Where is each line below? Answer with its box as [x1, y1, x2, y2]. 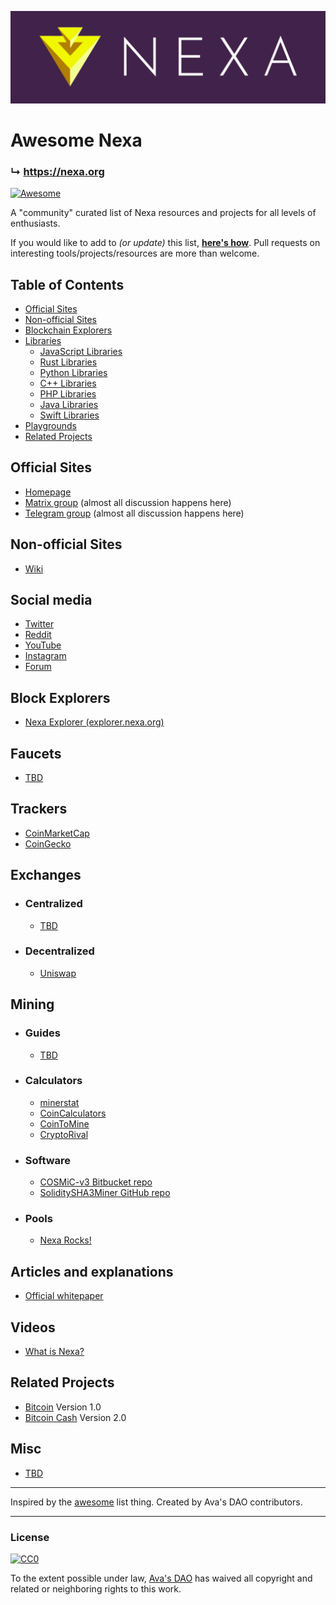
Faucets [10, 745, 62, 762]
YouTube [24, 639, 62, 651]
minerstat [39, 1096, 80, 1108]
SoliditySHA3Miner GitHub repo [39, 1187, 171, 1199]
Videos [10, 1319, 56, 1336]
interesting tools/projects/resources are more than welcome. [10, 247, 260, 260]
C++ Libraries [39, 377, 97, 389]
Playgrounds [24, 419, 77, 431]
